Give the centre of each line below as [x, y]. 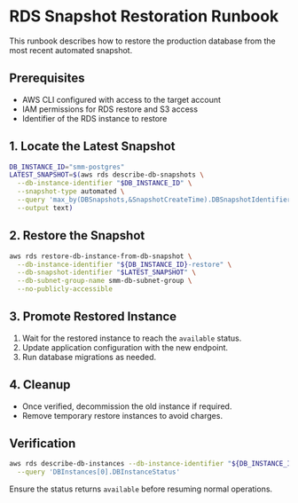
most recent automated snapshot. [71, 50]
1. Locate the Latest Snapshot [92, 147]
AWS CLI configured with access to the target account [122, 99]
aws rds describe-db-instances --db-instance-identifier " [121, 464]
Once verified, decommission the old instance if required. [127, 406]
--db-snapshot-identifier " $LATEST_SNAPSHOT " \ [107, 272]
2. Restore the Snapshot [77, 236]
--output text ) [45, 208]
